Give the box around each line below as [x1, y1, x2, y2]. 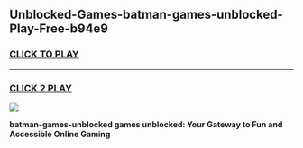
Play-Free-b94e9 [9, 22, 108, 37]
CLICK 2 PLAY [9, 82, 72, 94]
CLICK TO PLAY [9, 48, 79, 61]
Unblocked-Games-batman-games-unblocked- [9, 7, 283, 22]
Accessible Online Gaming [9, 128, 111, 139]
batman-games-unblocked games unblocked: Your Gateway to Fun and [9, 118, 283, 129]
